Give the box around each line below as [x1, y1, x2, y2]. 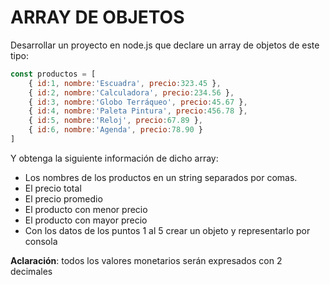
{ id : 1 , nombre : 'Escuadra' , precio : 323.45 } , [28, 78, 222, 88]
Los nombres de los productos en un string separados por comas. [24, 171, 298, 183]
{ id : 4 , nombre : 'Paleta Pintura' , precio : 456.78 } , [28, 106, 248, 116]
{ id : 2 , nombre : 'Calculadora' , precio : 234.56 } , [28, 87, 235, 98]
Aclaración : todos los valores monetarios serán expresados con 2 [10, 254, 283, 266]
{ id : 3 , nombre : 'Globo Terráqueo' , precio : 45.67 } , [28, 97, 248, 107]
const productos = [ [10, 69, 97, 79]
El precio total [24, 182, 82, 194]
